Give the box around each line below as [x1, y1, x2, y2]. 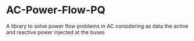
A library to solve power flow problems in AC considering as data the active [6, 23, 189, 29]
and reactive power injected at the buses [6, 28, 105, 35]
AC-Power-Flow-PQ [6, 3, 106, 17]
